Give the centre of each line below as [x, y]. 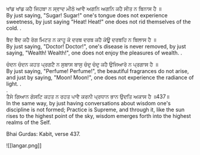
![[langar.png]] [24, 145]
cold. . [14, 28]
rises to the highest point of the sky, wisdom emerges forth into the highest [99, 116]
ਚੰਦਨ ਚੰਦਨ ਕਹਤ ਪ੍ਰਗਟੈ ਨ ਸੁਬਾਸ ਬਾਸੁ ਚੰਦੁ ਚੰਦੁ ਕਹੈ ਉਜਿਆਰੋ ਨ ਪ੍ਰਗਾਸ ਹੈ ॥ [82, 64]
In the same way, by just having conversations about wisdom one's [89, 103]
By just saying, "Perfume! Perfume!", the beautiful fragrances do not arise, [98, 71]
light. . [14, 84]
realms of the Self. [29, 122]
